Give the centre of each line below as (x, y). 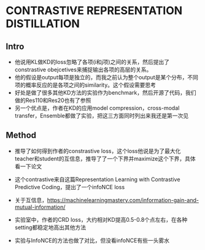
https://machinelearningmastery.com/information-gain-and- (123, 200)
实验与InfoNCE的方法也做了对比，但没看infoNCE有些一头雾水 (92, 240)
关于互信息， (31, 200)
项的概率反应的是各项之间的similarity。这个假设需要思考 (85, 85)
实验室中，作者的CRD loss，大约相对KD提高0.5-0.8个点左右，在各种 (101, 219)
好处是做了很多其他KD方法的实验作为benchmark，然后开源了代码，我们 (105, 92)
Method (21, 135)
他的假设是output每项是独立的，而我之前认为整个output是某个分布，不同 (106, 77)
